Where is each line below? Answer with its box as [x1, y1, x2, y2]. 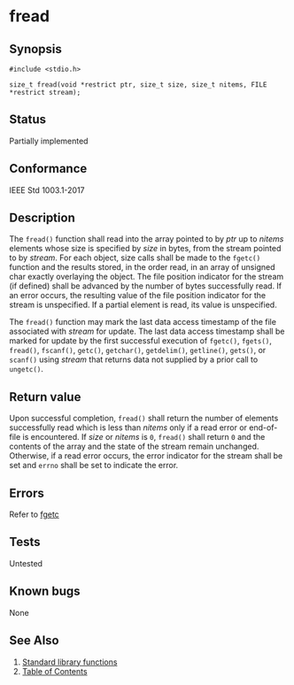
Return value [9, 389, 81, 404]
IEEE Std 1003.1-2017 [9, 184, 86, 196]
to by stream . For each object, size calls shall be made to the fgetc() [9, 252, 261, 263]
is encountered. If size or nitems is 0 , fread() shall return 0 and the [22, 432, 266, 443]
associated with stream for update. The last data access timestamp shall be [9, 326, 285, 337]
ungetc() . [9, 364, 44, 374]
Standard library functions [21, 657, 118, 667]
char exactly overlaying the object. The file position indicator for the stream [9, 272, 284, 282]
